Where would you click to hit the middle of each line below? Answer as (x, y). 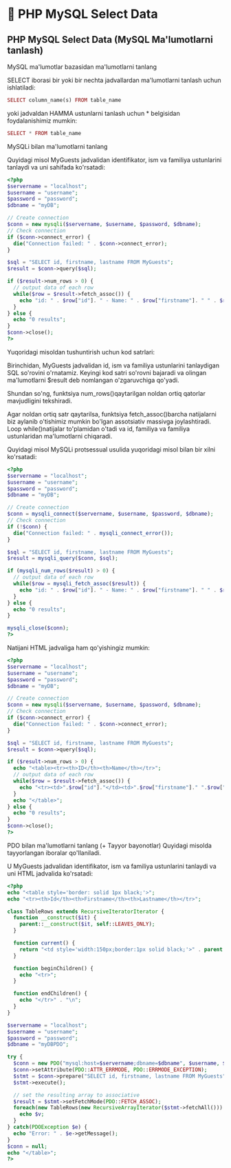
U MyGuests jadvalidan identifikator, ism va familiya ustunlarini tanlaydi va (112, 866)
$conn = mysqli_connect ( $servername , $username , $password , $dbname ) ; (110, 514)
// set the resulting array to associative (76, 1095)
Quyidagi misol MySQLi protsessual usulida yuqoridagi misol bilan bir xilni (111, 449)
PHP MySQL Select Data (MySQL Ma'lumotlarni (110, 40)
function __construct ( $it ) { (55, 918)
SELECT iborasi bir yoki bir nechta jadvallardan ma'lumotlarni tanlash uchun (114, 80)
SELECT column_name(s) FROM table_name (64, 100)
